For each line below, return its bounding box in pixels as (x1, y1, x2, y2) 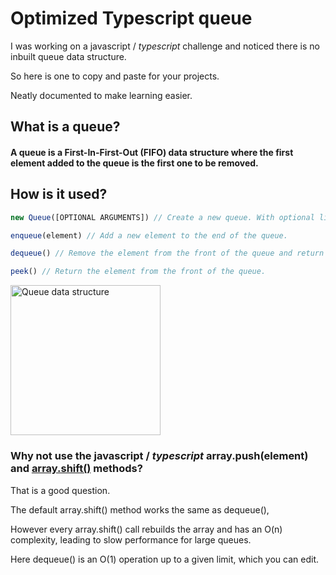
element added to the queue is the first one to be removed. (10, 157, 259, 169)
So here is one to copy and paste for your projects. (10, 70, 220, 82)
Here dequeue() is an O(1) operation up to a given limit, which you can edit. (10, 553, 319, 565)
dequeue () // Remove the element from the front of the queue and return (10, 248, 325, 259)
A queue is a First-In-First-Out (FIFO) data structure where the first (10, 146, 294, 158)
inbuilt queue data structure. (10, 50, 127, 62)
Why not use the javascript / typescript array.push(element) (10, 449, 309, 463)
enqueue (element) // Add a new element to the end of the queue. (10, 230, 288, 241)
